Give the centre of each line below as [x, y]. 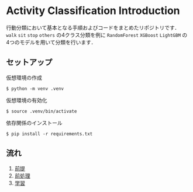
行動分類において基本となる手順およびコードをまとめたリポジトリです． [93, 27]
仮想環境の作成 [24, 78]
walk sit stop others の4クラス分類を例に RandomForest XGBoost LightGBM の [97, 35]
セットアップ [29, 62]
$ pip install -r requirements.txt [49, 134]
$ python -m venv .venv [35, 89]
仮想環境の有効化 [27, 100]
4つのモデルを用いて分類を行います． [51, 42]
